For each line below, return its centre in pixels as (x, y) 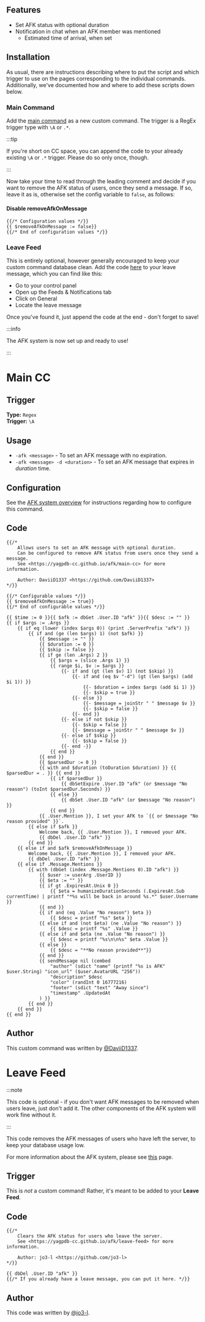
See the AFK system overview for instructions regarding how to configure (99, 503)
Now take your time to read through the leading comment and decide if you (101, 181)
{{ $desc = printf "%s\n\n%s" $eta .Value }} (109, 939)
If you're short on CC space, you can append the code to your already (95, 151)
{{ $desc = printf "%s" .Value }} (94, 928)
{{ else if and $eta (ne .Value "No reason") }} (102, 934)
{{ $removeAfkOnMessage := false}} (52, 227)
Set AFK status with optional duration (62, 25)
